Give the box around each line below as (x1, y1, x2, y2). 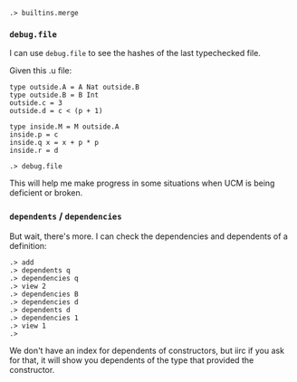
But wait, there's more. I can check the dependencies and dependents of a (9, 231, 288, 242)
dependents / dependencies (9, 210, 122, 223)
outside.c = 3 (9, 99, 63, 108)
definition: (9, 240, 47, 251)
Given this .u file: (9, 65, 72, 76)
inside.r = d (9, 146, 59, 156)
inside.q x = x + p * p (9, 138, 100, 148)
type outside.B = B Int (9, 91, 100, 100)
